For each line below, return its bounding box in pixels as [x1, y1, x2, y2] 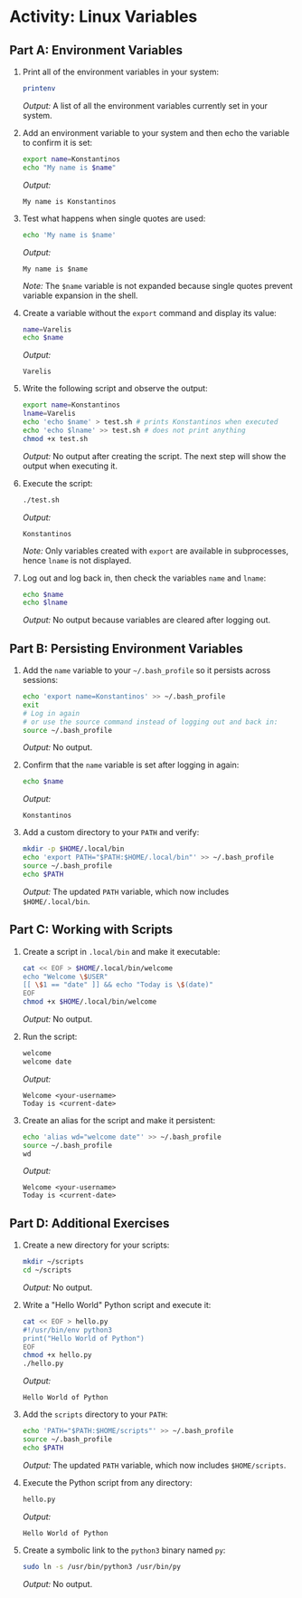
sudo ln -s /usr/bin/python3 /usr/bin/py [22, 1562, 182, 1571]
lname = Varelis [22, 409, 76, 419]
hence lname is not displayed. [22, 554, 132, 565]
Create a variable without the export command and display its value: [22, 307, 278, 318]
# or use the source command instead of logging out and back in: [22, 717, 278, 727]
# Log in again [22, 708, 80, 717]
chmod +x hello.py [22, 1351, 92, 1360]
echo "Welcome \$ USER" [22, 972, 109, 981]
